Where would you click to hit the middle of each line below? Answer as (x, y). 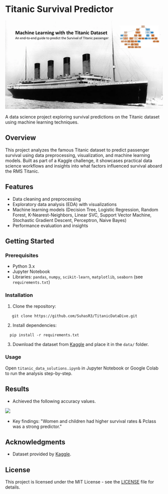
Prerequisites (22, 255)
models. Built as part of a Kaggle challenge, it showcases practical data (79, 160)
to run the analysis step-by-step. (39, 373)
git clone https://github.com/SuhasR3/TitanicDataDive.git (74, 316)
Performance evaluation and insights (50, 225)
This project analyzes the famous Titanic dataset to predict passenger (77, 150)
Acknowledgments (35, 442)
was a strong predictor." (37, 426)
